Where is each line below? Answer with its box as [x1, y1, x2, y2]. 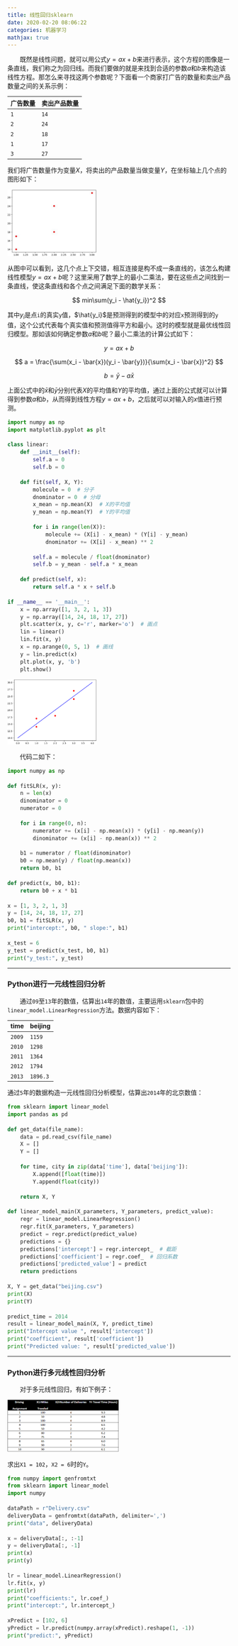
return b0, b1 [20, 865, 62, 872]
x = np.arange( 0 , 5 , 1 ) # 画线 [20, 643, 113, 651]
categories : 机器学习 [7, 26, 67, 33]
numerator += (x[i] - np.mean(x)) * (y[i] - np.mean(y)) [33, 827, 204, 834]
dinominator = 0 [20, 797, 69, 805]
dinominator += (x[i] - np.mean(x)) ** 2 [33, 835, 157, 842]
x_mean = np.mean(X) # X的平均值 [33, 501, 130, 508]
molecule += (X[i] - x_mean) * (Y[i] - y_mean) [45, 531, 189, 538]
